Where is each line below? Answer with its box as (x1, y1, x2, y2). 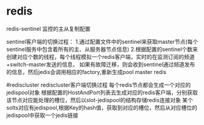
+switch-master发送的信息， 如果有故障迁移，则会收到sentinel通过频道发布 (6, 61, 195, 68)
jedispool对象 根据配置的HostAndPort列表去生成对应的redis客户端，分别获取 (6, 89, 198, 96)
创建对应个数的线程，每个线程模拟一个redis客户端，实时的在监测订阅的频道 (6, 53, 195, 60)
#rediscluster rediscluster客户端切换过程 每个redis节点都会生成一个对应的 (6, 81, 191, 89)
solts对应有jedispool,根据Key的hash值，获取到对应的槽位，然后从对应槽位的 (6, 104, 198, 111)
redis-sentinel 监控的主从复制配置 (6, 25, 91, 32)
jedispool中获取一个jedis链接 (6, 111, 79, 119)
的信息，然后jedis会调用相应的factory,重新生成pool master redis (6, 68, 166, 75)
